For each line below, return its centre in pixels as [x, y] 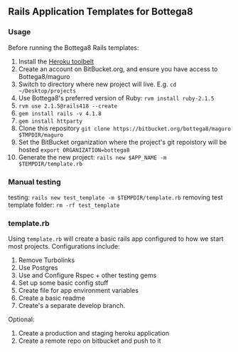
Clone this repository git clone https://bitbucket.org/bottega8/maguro [125, 128]
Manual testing [34, 182]
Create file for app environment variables [79, 291]
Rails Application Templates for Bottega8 [101, 12]
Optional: [21, 319]
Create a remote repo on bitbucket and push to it [90, 341]
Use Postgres [38, 268]
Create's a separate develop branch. [72, 306]
